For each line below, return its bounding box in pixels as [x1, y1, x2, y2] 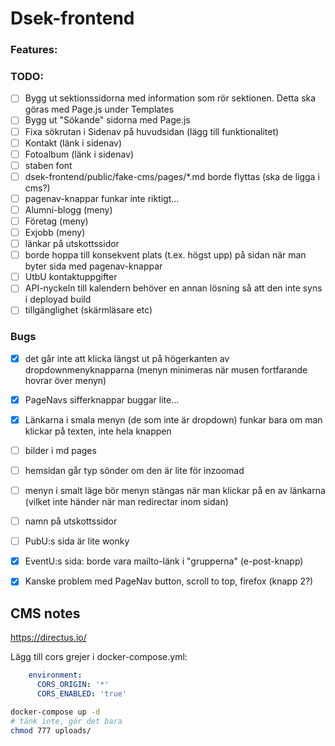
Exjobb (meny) [24, 227, 86, 239]
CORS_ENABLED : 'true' [36, 688, 128, 699]
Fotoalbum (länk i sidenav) [24, 148, 135, 160]
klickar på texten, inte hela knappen [24, 425, 172, 437]
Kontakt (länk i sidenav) [24, 137, 123, 149]
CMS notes [10, 605, 81, 622]
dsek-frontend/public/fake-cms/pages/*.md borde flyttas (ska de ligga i [24, 170, 320, 182]
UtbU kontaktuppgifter [24, 271, 118, 283]
